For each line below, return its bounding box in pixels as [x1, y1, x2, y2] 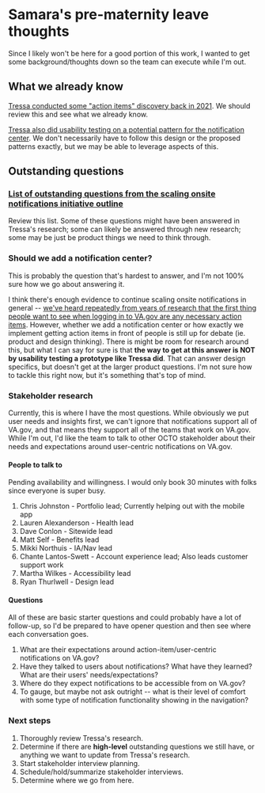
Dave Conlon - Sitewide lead [19, 527, 113, 536]
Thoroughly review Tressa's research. [19, 733, 144, 742]
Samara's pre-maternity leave [8, 6, 210, 24]
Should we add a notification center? [8, 253, 153, 264]
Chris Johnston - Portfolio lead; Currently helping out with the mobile [19, 501, 245, 511]
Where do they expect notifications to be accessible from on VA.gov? [19, 679, 246, 688]
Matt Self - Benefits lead [19, 535, 100, 544]
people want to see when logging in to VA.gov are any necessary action [8, 311, 243, 321]
